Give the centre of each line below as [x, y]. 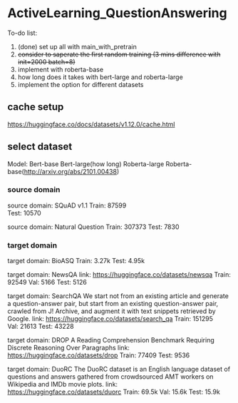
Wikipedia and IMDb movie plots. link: [63, 384]
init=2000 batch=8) [46, 61]
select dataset [40, 147]
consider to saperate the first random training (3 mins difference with [119, 54]
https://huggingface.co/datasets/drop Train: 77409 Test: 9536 [99, 355]
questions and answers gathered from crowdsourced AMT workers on [110, 377]
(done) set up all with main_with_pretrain [77, 46]
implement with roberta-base [61, 69]
